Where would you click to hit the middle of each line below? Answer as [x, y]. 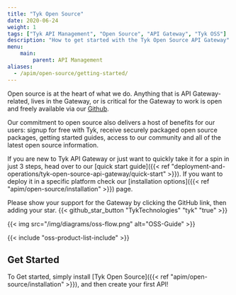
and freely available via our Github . [58, 108]
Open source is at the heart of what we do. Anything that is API [99, 94]
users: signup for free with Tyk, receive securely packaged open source [112, 130]
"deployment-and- [198, 166]
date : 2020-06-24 [33, 21]
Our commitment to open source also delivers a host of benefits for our [111, 122]
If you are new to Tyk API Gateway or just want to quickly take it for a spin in [118, 158]
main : [28, 54]
